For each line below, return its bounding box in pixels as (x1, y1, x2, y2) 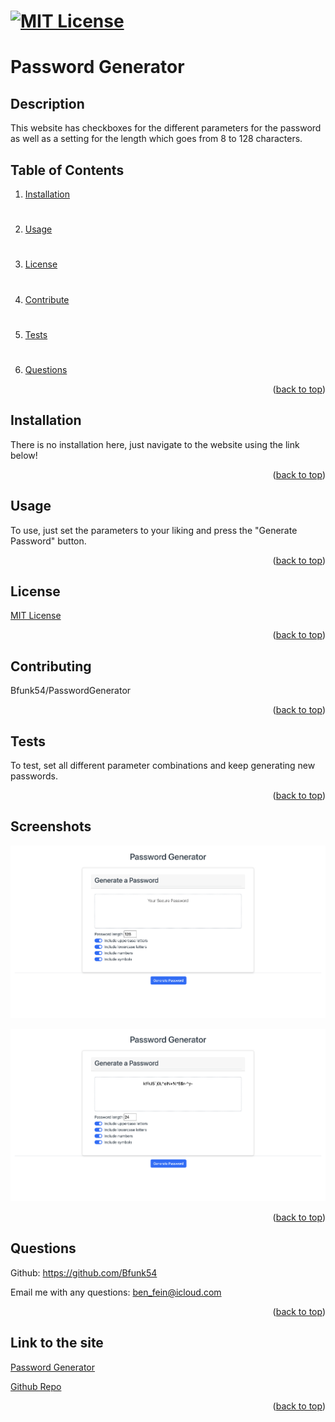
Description (10, 95, 85, 112)
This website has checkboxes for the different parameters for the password (10, 122, 322, 134)
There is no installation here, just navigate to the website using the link (10, 438, 300, 450)
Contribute (24, 293, 70, 305)
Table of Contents (10, 161, 125, 179)
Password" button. (10, 535, 87, 547)
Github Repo (10, 1380, 62, 1392)
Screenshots (10, 818, 92, 835)
